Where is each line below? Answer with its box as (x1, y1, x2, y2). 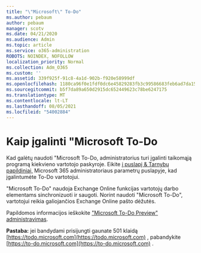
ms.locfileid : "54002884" (6, 109, 71, 115)
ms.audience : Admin (6, 36, 55, 42)
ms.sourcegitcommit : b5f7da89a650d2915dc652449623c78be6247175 (6, 87, 167, 93)
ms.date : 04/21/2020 (6, 31, 58, 37)
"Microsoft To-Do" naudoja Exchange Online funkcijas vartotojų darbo (6, 185, 179, 192)
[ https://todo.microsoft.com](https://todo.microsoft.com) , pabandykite (6, 234, 181, 241)
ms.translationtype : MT (6, 92, 66, 98)
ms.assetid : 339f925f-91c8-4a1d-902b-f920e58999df (6, 75, 135, 81)
